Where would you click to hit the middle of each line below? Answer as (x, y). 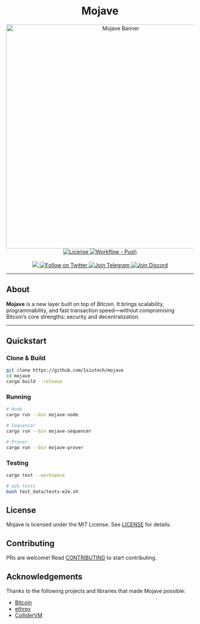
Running (19, 397)
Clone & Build (26, 358)
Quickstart (26, 341)
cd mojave (18, 376)
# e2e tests (21, 486)
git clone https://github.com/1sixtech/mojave (65, 371)
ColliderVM (29, 615)
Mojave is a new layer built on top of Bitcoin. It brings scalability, (85, 304)
